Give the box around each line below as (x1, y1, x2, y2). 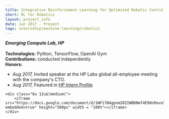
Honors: (5, 62, 23, 68)
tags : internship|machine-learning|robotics (5, 26, 100, 31)
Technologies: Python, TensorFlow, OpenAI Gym (5, 51, 107, 57)
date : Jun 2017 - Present (5, 21, 59, 27)
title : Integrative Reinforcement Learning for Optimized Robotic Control (5, 7, 165, 13)
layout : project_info (5, 17, 51, 22)
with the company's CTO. (12, 77, 65, 83)
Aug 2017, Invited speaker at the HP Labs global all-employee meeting (12, 71, 157, 77)
